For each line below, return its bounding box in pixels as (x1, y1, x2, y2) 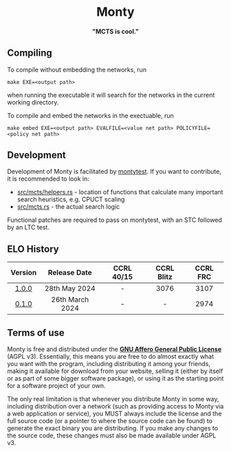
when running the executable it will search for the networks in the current (7, 91, 215, 99)
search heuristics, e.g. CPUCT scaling (16, 195, 125, 203)
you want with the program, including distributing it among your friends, (7, 360, 211, 368)
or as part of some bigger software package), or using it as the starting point (7, 374, 224, 383)
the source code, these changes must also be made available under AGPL (7, 431, 217, 440)
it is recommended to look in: (7, 174, 89, 183)
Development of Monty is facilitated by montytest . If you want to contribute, (7, 168, 222, 176)
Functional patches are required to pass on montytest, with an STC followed (7, 216, 222, 224)
